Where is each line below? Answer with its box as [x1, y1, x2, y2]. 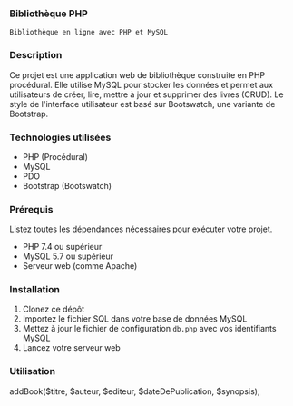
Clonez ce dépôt [22, 303, 85, 315]
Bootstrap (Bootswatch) [22, 180, 112, 191]
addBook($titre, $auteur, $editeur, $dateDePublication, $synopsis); [9, 385, 260, 397]
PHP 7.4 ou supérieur [22, 242, 103, 253]
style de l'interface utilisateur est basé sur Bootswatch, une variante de [9, 98, 276, 109]
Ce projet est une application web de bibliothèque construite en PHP [9, 69, 266, 80]
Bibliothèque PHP [9, 7, 88, 20]
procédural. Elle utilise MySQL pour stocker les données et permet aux [9, 79, 274, 90]
